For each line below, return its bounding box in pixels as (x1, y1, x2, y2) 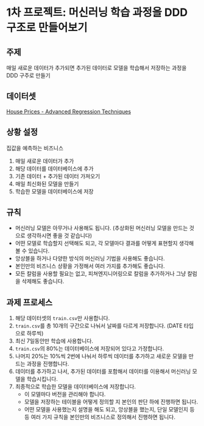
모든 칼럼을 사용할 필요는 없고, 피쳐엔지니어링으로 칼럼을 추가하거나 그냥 (15, 270, 186, 278)
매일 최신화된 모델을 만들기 (15, 180, 79, 187)
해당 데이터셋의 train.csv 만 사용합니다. (15, 315, 110, 322)
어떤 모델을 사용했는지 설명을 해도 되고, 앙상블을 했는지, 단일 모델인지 (24, 406, 189, 413)
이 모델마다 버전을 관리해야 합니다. (24, 391, 106, 398)
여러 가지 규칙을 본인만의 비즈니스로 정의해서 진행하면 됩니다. (30, 413, 175, 421)
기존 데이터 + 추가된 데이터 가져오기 (15, 172, 100, 180)
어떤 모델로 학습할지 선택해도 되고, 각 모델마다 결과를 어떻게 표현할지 (15, 240, 178, 247)
